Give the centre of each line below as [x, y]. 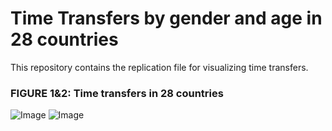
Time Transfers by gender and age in [166, 18]
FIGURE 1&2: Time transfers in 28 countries [117, 93]
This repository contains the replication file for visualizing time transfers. [159, 67]
